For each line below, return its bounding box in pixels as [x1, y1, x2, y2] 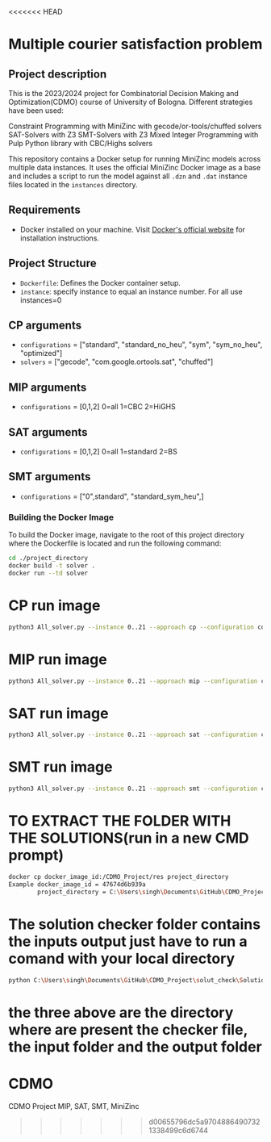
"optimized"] [19, 349, 63, 358]
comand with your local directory [8, 949, 236, 968]
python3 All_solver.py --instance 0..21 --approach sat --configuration [8, 730, 258, 739]
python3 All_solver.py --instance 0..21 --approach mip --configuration [8, 677, 258, 685]
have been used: [8, 106, 65, 115]
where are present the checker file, [8, 1020, 248, 1039]
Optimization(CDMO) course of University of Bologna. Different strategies [8, 97, 253, 107]
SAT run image [8, 704, 109, 722]
